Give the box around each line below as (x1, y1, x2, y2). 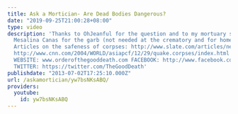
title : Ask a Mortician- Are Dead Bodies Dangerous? (7, 10, 166, 18)
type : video (7, 23, 42, 30)
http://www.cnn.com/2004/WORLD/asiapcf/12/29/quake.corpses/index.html (13, 50, 230, 57)
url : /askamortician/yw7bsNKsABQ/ (7, 76, 110, 84)
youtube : (13, 89, 40, 96)
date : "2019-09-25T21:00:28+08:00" (7, 17, 113, 24)
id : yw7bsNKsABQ (20, 96, 69, 103)
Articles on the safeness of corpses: (13, 43, 129, 50)
